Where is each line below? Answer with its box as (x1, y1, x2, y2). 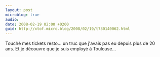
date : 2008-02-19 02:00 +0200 (5, 21, 69, 27)
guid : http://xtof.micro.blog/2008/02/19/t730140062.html (5, 26, 130, 32)
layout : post (5, 7, 33, 13)
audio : (5, 17, 19, 22)
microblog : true (5, 12, 39, 17)
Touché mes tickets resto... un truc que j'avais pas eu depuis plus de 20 (5, 40, 155, 46)
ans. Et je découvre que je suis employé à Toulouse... (5, 46, 116, 52)
